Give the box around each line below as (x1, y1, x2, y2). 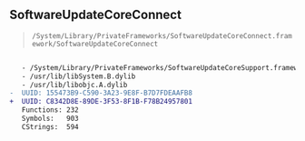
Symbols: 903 (21, 114, 79, 124)
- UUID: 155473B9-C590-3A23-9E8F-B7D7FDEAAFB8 (9, 88, 193, 98)
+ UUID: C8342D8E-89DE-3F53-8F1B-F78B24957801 (9, 97, 193, 106)
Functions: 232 (21, 106, 79, 115)
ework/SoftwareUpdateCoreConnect (31, 39, 159, 48)
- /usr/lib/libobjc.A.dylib (21, 80, 128, 89)
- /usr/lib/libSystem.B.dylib (21, 72, 136, 81)
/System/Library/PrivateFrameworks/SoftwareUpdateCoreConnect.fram (31, 31, 292, 40)
